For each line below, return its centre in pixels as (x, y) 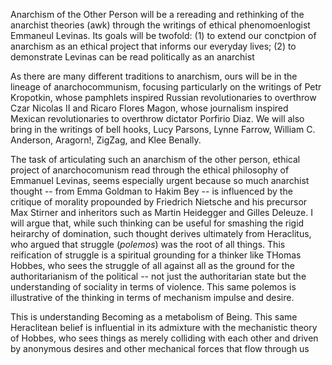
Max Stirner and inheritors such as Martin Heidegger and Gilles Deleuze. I (161, 212)
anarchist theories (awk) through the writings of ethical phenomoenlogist (160, 25)
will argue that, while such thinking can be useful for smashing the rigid (157, 223)
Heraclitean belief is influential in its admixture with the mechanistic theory (164, 327)
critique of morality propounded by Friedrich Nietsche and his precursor (159, 202)
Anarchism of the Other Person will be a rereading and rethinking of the (157, 14)
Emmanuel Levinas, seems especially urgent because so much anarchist (160, 180)
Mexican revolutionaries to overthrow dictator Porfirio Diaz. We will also (157, 118)
